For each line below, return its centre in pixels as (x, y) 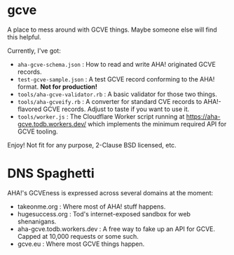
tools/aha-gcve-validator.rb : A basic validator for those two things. (117, 94)
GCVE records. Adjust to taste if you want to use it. (116, 109)
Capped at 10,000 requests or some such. (78, 236)
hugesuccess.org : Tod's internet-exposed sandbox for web (104, 214)
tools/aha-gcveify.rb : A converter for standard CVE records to (110, 101)
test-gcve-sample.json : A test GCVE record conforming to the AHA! (116, 79)
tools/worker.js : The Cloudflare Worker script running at (101, 116)
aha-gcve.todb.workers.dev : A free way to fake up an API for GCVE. (116, 229)
